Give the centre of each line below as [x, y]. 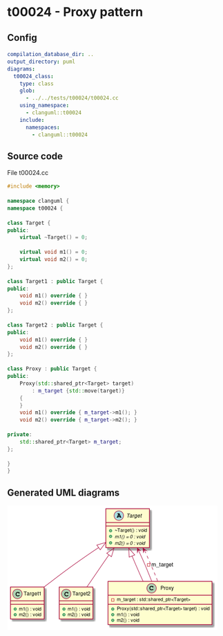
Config [22, 38]
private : [20, 435]
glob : [28, 91]
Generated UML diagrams [64, 492]
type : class [37, 84]
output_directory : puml [41, 62]
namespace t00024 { [35, 208]
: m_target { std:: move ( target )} [79, 391]
